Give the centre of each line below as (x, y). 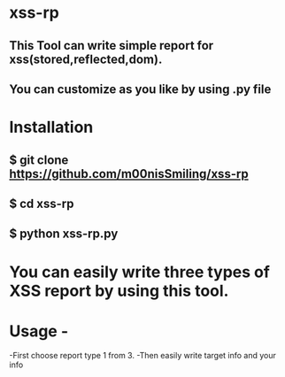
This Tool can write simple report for (112, 46)
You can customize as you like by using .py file (140, 89)
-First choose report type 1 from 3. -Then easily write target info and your (143, 356)
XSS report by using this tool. (119, 291)
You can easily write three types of (139, 272)
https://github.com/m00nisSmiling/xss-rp (129, 174)
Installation (51, 127)
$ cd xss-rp (42, 203)
